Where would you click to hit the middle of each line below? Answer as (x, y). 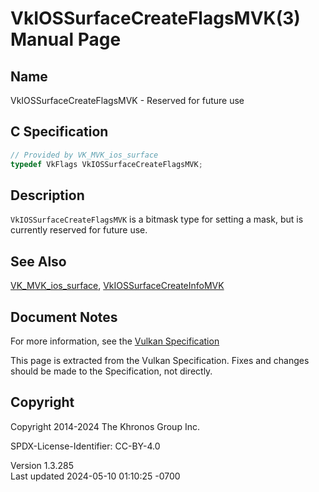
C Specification (59, 132)
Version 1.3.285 (42, 465)
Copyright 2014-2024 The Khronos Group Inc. (105, 426)
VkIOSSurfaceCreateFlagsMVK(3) (155, 18)
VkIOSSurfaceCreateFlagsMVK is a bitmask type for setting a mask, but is (157, 219)
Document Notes (64, 317)
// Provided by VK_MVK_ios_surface (84, 155)
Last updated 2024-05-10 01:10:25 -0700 (95, 476)
